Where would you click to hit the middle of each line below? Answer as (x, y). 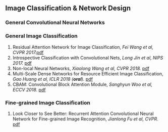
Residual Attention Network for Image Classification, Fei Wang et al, (83, 47)
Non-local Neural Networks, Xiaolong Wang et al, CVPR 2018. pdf (81, 68)
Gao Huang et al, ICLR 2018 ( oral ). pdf (53, 79)
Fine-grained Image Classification (48, 102)
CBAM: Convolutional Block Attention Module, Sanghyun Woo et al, (82, 84)
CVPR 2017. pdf (28, 52)
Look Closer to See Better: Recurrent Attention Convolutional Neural (83, 113)
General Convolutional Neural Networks (55, 23)
